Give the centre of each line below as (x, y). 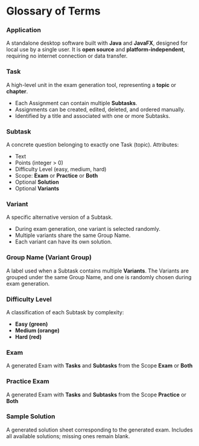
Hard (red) (28, 337)
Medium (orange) (37, 330)
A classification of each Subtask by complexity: (65, 312)
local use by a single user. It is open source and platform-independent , (96, 50)
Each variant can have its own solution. (64, 242)
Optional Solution (37, 182)
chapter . (17, 91)
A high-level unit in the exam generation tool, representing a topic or (91, 85)
